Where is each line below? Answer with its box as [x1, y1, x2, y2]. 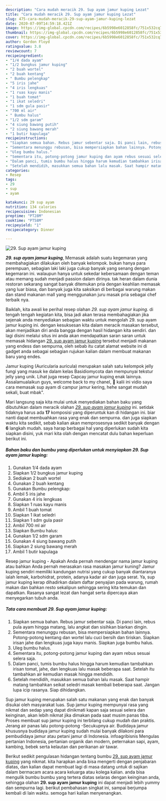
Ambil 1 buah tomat [12, 507, 52, 513]
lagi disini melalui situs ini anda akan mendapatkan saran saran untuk [5, 332, 146, 338]
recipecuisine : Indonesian [5, 209, 61, 214]
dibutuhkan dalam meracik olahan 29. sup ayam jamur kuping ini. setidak [5, 404, 154, 410]
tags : [5, 177, 17, 182]
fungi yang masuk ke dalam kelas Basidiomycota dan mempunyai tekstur [5, 368, 153, 374]
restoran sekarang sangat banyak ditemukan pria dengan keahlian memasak [5, 281, 161, 287]
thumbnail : [5, 30, 28, 35]
